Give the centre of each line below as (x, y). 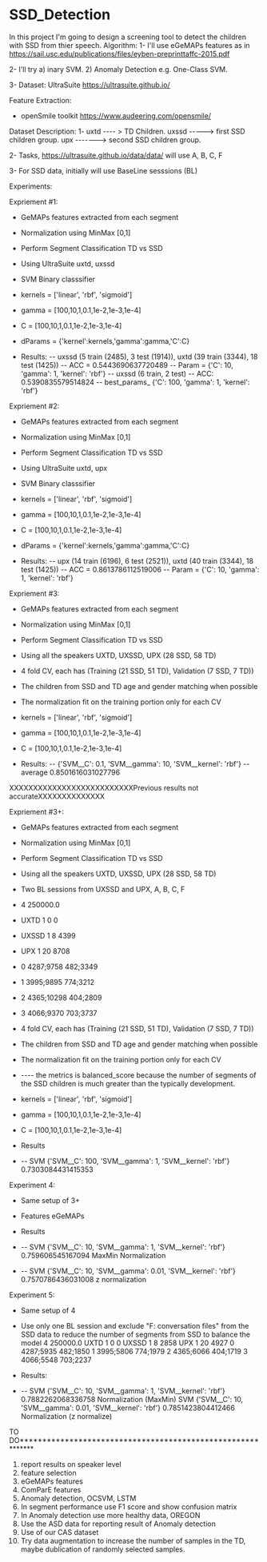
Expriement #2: (34, 406)
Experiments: (31, 186)
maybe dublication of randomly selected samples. (103, 1549)
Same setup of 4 (48, 1310)
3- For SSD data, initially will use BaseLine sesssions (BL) (104, 170)
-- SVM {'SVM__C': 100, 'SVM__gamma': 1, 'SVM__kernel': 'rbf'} (125, 1161)
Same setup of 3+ (50, 1200)
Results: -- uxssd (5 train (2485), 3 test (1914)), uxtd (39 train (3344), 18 (139, 357)
